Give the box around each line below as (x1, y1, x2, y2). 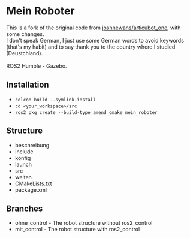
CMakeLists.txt (14, 180, 52, 187)
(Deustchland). (6, 49, 43, 56)
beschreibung (14, 141, 50, 149)
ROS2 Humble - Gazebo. (6, 62, 67, 70)
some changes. (6, 30, 44, 37)
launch (14, 161, 32, 168)
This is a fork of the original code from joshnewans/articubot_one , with (6, 24, 181, 31)
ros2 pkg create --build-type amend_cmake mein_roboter (14, 109, 158, 115)
